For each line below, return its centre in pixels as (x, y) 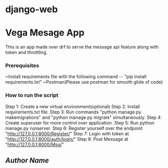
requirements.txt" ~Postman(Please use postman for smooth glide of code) (84, 82)
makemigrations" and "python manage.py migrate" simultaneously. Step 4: (83, 117)
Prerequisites (22, 66)
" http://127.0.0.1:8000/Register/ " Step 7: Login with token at (67, 133)
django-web (32, 9)
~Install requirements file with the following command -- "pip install (76, 77)
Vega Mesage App (45, 33)
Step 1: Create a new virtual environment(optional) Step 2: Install (73, 106)
